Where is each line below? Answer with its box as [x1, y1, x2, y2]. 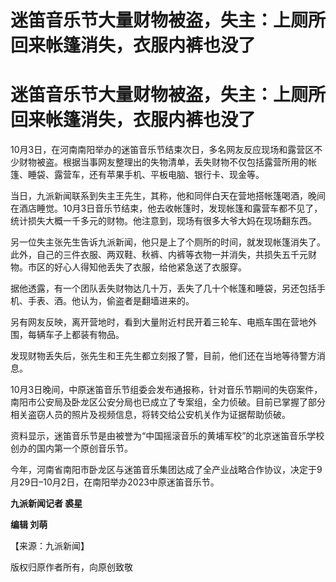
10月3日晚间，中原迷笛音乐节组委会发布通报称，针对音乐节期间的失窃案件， [10, 384, 323, 396]
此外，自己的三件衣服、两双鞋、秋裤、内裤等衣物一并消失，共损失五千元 [10, 249, 308, 261]
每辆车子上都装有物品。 [27, 329, 125, 341]
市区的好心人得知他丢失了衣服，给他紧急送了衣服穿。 [27, 261, 247, 273]
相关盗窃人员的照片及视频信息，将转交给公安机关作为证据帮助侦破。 [10, 409, 291, 421]
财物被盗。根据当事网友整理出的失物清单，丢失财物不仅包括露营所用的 [18, 156, 308, 168]
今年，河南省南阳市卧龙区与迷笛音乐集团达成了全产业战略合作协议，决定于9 [10, 464, 323, 476]
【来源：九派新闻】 [10, 540, 90, 552]
